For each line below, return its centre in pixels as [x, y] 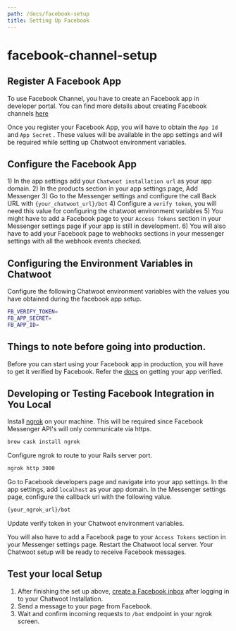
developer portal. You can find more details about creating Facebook [107, 106]
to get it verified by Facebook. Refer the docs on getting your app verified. [115, 371]
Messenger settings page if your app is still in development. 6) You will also [117, 226]
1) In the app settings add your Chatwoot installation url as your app [110, 181]
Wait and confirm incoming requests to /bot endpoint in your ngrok [115, 613]
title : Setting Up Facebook [49, 20]
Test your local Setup [55, 574]
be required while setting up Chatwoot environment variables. [97, 142]
